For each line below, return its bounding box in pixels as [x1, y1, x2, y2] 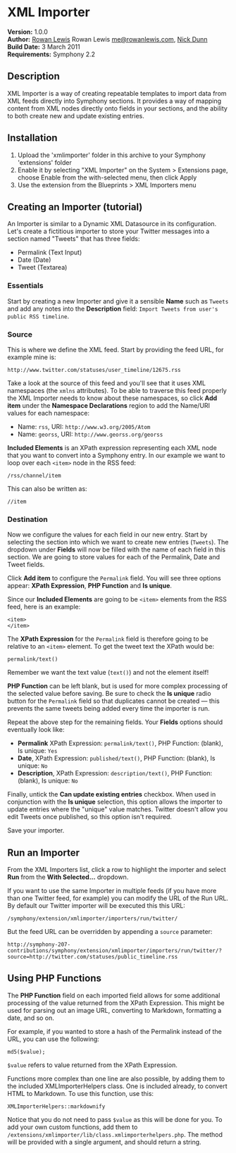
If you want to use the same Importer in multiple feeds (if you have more [7, 887, 217, 895]
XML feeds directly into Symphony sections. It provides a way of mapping [7, 96, 222, 105]
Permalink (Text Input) [17, 248, 82, 257]
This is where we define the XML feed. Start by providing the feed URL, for [7, 345, 224, 354]
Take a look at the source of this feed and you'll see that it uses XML [7, 378, 206, 387]
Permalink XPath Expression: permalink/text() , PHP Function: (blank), [17, 739, 223, 747]
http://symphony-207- [7, 941, 71, 948]
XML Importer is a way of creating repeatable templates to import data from [7, 89, 227, 97]
